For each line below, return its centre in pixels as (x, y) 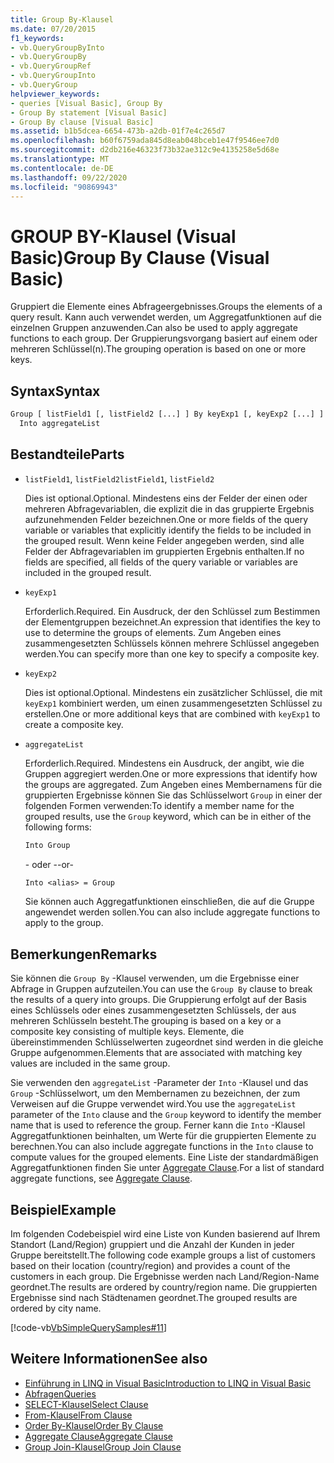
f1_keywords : (37, 38)
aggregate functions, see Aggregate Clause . (101, 1178)
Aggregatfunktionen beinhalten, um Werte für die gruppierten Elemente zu (163, 1136)
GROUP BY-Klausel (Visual (123, 236)
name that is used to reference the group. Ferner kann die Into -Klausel (158, 1125)
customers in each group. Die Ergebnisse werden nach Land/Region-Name (165, 1277)
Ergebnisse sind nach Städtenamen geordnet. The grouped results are (154, 1298)
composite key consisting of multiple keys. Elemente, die (127, 1032)
